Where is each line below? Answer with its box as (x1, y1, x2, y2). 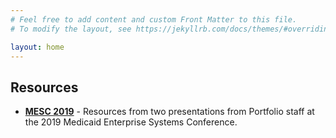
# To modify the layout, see (10, 24, 132, 34)
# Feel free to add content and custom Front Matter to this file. (10, 14, 298, 25)
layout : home (10, 42, 65, 52)
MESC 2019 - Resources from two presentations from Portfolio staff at (24, 106, 315, 118)
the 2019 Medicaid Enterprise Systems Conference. (24, 116, 238, 128)
